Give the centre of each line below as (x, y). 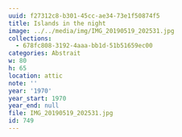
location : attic (35, 76)
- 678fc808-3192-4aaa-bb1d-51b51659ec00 (84, 46)
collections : (30, 38)
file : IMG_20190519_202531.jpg (61, 114)
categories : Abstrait (45, 53)
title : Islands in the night (57, 23)
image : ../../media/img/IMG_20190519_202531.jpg (91, 31)
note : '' (23, 83)
